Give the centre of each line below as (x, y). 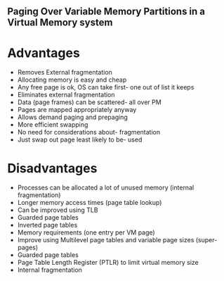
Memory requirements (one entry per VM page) (86, 232)
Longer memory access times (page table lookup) (90, 203)
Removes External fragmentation (65, 73)
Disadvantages (52, 168)
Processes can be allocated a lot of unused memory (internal (106, 188)
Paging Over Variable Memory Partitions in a (106, 12)
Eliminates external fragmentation (66, 95)
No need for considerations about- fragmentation (88, 132)
